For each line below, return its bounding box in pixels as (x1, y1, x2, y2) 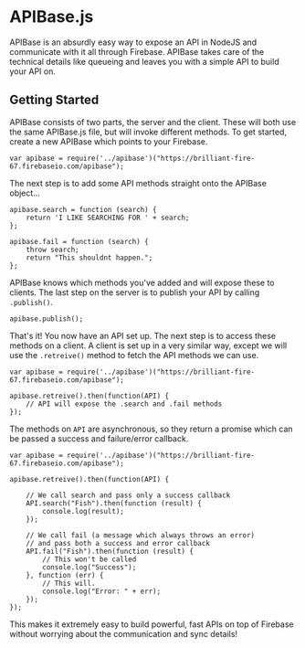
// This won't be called (42, 555, 137, 564)
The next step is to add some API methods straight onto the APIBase (9, 177, 268, 188)
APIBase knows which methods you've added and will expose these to (9, 277, 276, 288)
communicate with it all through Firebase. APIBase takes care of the (9, 46, 265, 57)
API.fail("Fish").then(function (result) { (26, 547, 195, 556)
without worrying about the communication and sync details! (9, 628, 238, 639)
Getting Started (9, 92, 100, 108)
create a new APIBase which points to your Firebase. (9, 135, 208, 147)
